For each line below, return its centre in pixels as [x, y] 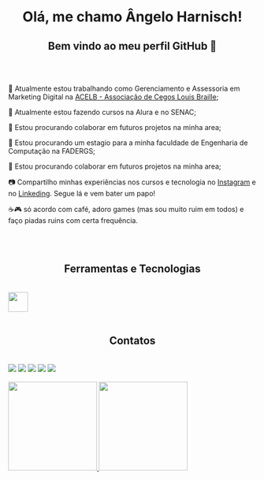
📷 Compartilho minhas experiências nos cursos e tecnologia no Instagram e [132, 182]
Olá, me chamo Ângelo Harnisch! [132, 17]
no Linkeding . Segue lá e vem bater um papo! [82, 193]
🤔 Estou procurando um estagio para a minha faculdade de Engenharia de [128, 143]
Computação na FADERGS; [52, 151]
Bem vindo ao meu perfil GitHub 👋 [132, 46]
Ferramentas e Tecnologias [132, 269]
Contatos [132, 341]
